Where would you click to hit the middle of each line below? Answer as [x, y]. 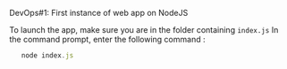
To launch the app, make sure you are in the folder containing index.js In [144, 30]
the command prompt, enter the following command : [107, 39]
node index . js [47, 56]
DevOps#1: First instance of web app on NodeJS [99, 13]
